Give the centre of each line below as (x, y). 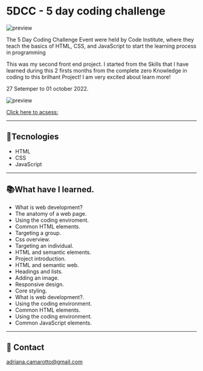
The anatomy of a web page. (51, 213)
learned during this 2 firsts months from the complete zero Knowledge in (97, 70)
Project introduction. (40, 259)
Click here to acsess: (32, 112)
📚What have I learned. (50, 189)
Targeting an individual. (44, 245)
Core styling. (31, 291)
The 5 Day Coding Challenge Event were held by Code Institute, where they (100, 39)
